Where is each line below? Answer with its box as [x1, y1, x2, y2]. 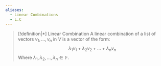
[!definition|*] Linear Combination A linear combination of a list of [17, 31, 156, 37]
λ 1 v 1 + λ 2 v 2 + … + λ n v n [68, 45, 117, 52]
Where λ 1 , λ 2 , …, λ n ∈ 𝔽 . [17, 54, 70, 61]
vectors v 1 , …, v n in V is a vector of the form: [17, 36, 111, 44]
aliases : [5, 7, 24, 13]
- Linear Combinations [10, 12, 58, 17]
